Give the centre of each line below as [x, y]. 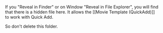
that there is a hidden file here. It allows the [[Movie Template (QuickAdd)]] [80, 12]
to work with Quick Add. [29, 17]
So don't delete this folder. [32, 26]
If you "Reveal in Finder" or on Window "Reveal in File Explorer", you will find [82, 7]
